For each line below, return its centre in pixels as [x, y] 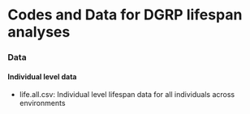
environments [42, 103]
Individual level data [42, 76]
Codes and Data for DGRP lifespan [125, 15]
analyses [39, 32]
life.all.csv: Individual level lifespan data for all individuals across [127, 95]
